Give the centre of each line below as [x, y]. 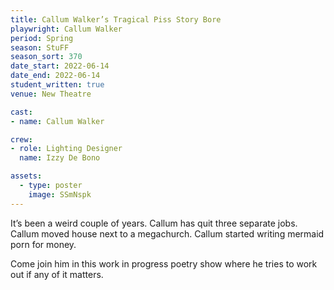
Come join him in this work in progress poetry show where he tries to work [164, 263]
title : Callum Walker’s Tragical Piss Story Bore [116, 19]
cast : [21, 112]
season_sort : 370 [46, 57]
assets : [26, 176]
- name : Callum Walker [57, 121]
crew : [21, 139]
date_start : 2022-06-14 [60, 66]
